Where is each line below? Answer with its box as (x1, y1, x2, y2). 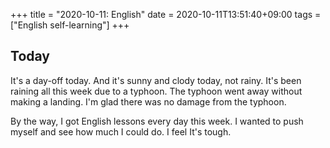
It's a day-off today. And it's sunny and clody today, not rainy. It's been (10, 74, 302, 86)
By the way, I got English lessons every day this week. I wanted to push (10, 115, 304, 127)
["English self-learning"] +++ (10, 19, 130, 31)
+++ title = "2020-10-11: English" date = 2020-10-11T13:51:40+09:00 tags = (10, 9, 322, 20)
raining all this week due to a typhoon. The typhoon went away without (10, 85, 303, 97)
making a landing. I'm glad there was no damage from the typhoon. (10, 95, 287, 108)
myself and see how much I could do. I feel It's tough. (10, 125, 232, 138)
